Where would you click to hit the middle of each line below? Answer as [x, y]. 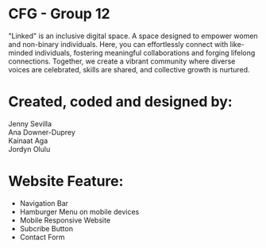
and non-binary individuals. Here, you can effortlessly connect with [118, 44]
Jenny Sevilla [30, 123]
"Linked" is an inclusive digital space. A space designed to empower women [133, 36]
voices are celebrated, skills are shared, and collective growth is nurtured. [129, 69]
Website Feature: [66, 182]
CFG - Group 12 [59, 14]
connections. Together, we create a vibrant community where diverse [122, 61]
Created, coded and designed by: [120, 102]
